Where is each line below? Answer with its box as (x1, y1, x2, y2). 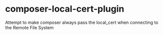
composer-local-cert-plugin (5, 3, 125, 15)
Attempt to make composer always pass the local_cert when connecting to (5, 19, 159, 25)
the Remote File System (5, 24, 54, 30)
